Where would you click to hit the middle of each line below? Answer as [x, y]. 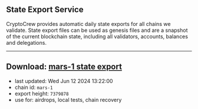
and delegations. [27, 42]
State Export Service [45, 10]
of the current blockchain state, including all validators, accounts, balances [97, 36]
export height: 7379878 [42, 93]
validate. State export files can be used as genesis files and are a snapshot [97, 30]
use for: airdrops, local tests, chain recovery [68, 100]
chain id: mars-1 [34, 87]
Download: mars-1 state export [64, 67]
